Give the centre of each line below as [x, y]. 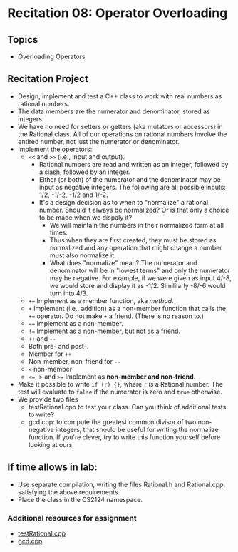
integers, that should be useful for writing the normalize [137, 429]
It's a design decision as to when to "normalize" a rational [124, 202]
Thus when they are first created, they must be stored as [133, 240]
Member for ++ [50, 354]
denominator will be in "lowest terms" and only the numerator [140, 270]
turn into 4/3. [69, 293]
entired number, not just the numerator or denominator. [98, 141]
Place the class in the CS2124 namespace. [80, 499]
